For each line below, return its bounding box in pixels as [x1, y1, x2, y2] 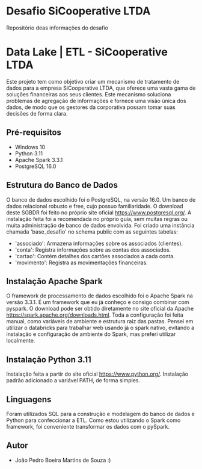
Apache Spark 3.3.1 [14, 156, 63, 163]
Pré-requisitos [6, 128, 62, 138]
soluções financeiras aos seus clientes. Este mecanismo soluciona [6, 90, 171, 98]
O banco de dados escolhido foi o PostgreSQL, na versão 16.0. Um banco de [6, 196, 196, 203]
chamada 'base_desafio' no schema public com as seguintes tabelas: [6, 228, 179, 235]
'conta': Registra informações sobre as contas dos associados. [14, 246, 171, 253]
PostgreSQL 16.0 [14, 163, 57, 170]
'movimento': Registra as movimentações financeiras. [14, 259, 148, 266]
